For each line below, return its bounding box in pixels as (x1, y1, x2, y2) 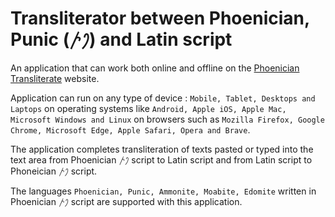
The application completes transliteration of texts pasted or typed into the (10, 143, 314, 155)
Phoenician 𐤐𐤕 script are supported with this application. (10, 195, 243, 207)
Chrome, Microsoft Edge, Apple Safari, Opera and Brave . (10, 123, 251, 136)
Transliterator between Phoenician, (10, 7, 310, 30)
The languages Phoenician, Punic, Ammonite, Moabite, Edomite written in (10, 185, 317, 197)
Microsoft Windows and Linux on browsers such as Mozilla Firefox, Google (10, 113, 325, 125)
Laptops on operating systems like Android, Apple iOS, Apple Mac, (10, 102, 287, 114)
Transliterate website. (10, 72, 100, 84)
